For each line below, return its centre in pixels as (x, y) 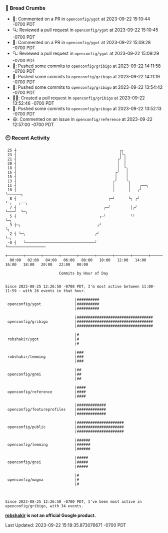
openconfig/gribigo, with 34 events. (44, 506)
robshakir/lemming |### (45, 357)
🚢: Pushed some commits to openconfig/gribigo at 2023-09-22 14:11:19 (86, 77)
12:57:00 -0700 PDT (33, 124)
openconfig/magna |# (43, 480)
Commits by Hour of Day (83, 273)
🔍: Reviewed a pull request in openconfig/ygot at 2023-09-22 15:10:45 (85, 30)
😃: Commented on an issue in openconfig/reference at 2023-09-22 (82, 119)
